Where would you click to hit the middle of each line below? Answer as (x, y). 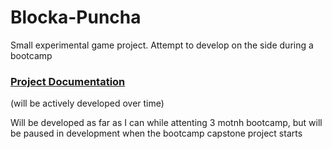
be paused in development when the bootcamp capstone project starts (156, 133)
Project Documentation (68, 81)
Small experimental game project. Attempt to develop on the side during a (162, 45)
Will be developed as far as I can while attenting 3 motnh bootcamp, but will (166, 123)
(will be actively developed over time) (87, 103)
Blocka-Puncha (76, 17)
